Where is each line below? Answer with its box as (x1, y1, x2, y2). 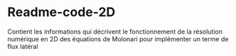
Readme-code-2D (7, 4, 116, 20)
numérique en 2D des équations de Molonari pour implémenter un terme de (7, 34, 229, 43)
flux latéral (7, 42, 38, 50)
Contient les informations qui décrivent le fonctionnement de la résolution (7, 27, 222, 36)
